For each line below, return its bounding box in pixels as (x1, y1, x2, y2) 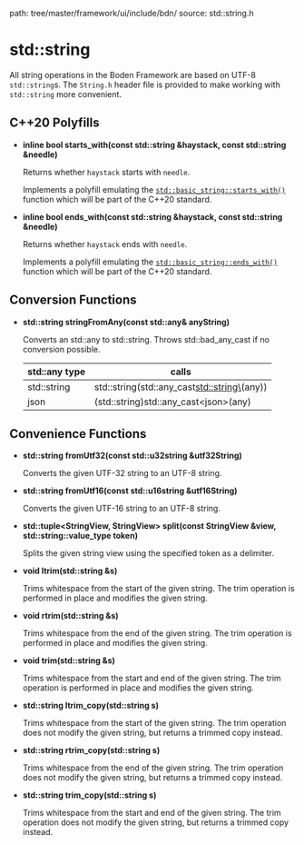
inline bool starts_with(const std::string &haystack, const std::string (22, 139, 287, 150)
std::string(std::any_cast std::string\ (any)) (93, 381, 268, 393)
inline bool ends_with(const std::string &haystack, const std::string (22, 211, 283, 222)
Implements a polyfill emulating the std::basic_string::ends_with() (22, 256, 279, 267)
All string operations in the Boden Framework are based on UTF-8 (9, 69, 257, 80)
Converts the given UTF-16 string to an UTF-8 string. (22, 503, 221, 514)
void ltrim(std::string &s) (22, 565, 118, 576)
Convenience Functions (9, 426, 147, 442)
